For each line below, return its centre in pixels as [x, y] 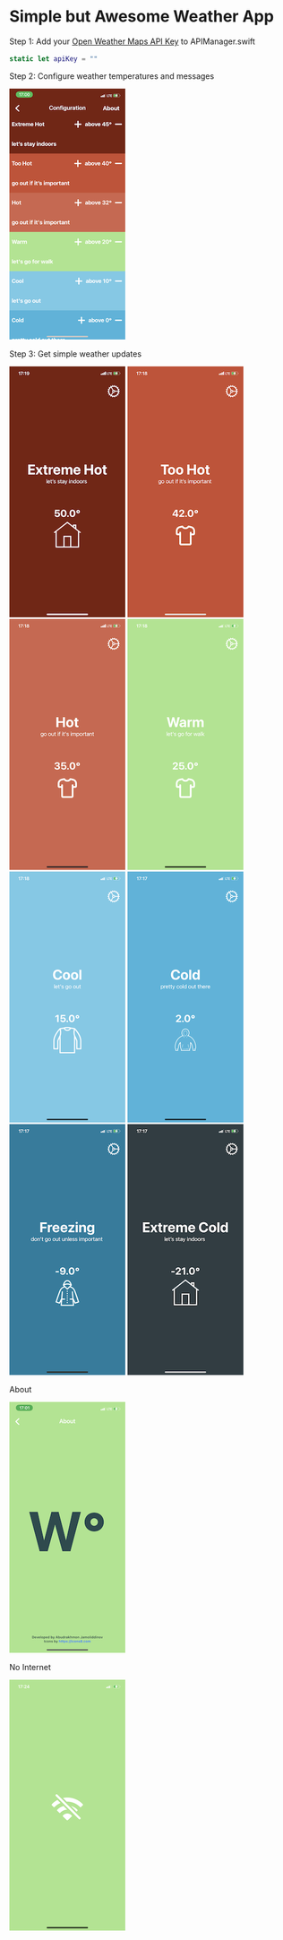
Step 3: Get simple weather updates [75, 354]
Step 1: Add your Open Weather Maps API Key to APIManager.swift [132, 41]
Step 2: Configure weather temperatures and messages [112, 76]
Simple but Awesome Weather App [142, 17]
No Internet [30, 1667]
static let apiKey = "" [54, 59]
